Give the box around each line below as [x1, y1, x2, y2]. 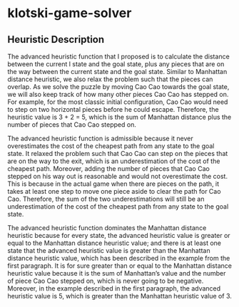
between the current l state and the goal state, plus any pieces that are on [7, 60, 225, 68]
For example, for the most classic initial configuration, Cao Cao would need [7, 98, 228, 106]
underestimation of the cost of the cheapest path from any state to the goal [7, 202, 229, 211]
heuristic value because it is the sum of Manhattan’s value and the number [7, 269, 226, 277]
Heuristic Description [7, 33, 105, 46]
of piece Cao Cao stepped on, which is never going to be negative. [7, 276, 204, 285]
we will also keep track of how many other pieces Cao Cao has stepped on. [7, 90, 229, 98]
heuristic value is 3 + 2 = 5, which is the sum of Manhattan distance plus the [7, 113, 232, 121]
